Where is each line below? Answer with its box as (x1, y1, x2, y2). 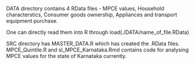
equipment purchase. (6, 18, 58, 24)
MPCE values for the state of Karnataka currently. (6, 53, 127, 59)
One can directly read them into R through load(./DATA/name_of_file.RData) (6, 29, 189, 36)
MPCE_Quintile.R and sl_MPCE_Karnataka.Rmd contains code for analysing (6, 46, 189, 53)
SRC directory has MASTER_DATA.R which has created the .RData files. (6, 40, 180, 47)
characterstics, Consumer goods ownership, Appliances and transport (6, 11, 177, 18)
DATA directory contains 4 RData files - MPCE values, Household (6, 5, 164, 12)
